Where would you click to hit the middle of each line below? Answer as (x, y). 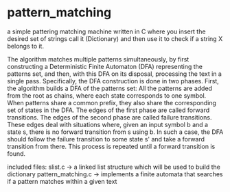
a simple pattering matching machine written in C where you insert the (106, 31)
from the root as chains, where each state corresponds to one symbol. (107, 95)
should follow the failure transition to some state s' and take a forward (106, 139)
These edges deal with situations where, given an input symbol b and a (107, 124)
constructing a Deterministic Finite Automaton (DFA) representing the (105, 66)
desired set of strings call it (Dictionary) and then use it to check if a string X (115, 38)
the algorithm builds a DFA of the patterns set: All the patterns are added (110, 88)
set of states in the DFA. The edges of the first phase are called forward (108, 110)
